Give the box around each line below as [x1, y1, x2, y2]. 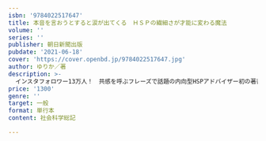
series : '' [8, 33, 44, 42]
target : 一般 [8, 99, 49, 107]
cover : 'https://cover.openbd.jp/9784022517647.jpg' [8, 56, 186, 64]
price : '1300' [8, 84, 55, 93]
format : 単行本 [8, 107, 55, 115]
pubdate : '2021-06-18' [8, 48, 83, 56]
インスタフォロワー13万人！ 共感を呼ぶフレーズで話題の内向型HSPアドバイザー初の [15, 77, 251, 85]
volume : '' [8, 26, 44, 34]
